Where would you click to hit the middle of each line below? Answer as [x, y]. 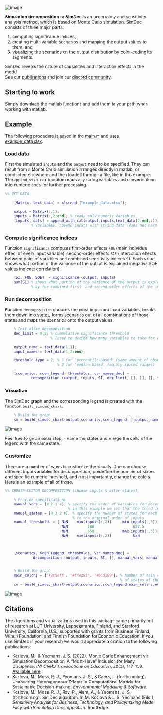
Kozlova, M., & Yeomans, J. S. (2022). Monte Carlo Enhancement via [80, 656]
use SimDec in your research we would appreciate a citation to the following [81, 641]
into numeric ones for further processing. [46, 185]
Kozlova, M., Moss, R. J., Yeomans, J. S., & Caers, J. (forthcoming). [79, 676]
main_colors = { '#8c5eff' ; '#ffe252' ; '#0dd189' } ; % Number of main [84, 576]
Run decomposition [29, 299]
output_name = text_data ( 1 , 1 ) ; [45, 347]
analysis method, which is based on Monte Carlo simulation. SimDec [73, 22]
